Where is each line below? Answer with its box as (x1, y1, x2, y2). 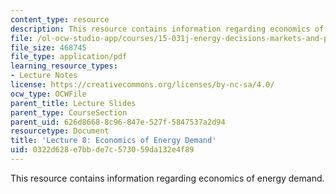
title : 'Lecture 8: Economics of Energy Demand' (10, 136, 217, 146)
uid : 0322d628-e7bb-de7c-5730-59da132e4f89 (10, 145, 195, 155)
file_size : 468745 (10, 42, 87, 53)
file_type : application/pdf (10, 52, 128, 62)
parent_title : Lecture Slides (10, 98, 137, 108)
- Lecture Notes (10, 71, 78, 81)
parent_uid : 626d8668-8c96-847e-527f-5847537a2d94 (10, 117, 226, 127)
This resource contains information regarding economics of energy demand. (10, 172, 325, 184)
